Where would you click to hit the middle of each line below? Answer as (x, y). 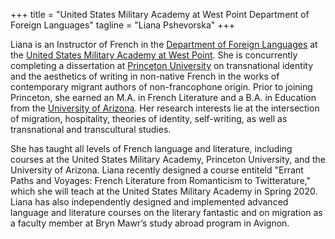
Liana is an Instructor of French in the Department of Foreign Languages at (164, 44)
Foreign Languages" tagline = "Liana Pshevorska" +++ (123, 25)
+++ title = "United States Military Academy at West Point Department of (160, 14)
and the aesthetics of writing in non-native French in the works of (145, 76)
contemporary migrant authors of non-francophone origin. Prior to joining (161, 87)
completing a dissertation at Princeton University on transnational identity (161, 65)
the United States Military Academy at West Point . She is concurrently (154, 55)
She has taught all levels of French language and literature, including (151, 148)
